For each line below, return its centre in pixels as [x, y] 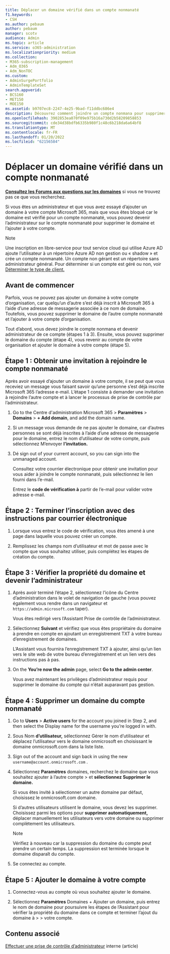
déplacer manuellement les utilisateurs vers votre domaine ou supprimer [88, 818]
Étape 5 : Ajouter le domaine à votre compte [76, 880]
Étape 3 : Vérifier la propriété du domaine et [75, 572]
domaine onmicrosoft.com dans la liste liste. [58, 747]
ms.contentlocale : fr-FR [31, 132]
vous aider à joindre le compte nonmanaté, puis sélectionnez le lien [83, 474]
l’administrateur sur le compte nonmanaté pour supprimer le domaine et [80, 223]
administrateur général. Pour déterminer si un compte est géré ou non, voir [83, 264]
